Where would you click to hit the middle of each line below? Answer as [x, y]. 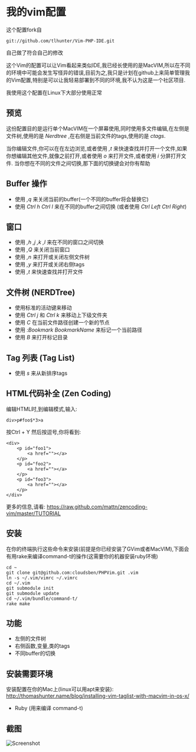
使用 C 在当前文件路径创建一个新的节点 [62, 323]
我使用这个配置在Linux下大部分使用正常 [54, 92]
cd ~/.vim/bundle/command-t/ [42, 599]
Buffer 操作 [27, 184]
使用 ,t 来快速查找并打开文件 [49, 272]
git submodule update [33, 593]
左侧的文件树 [30, 639]
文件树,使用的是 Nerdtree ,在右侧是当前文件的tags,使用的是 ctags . [86, 136]
